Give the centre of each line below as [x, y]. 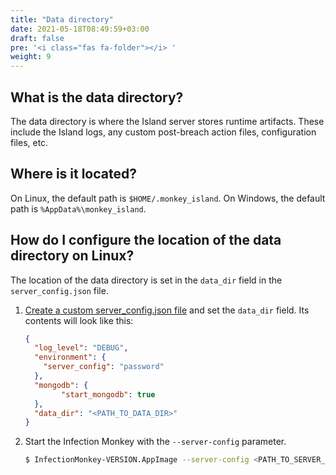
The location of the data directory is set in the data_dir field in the [146, 280]
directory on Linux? [72, 256]
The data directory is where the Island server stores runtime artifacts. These [167, 121]
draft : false [37, 38]
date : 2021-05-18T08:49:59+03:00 [80, 29]
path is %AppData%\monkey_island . [78, 208]
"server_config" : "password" [104, 367]
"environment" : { [70, 357]
